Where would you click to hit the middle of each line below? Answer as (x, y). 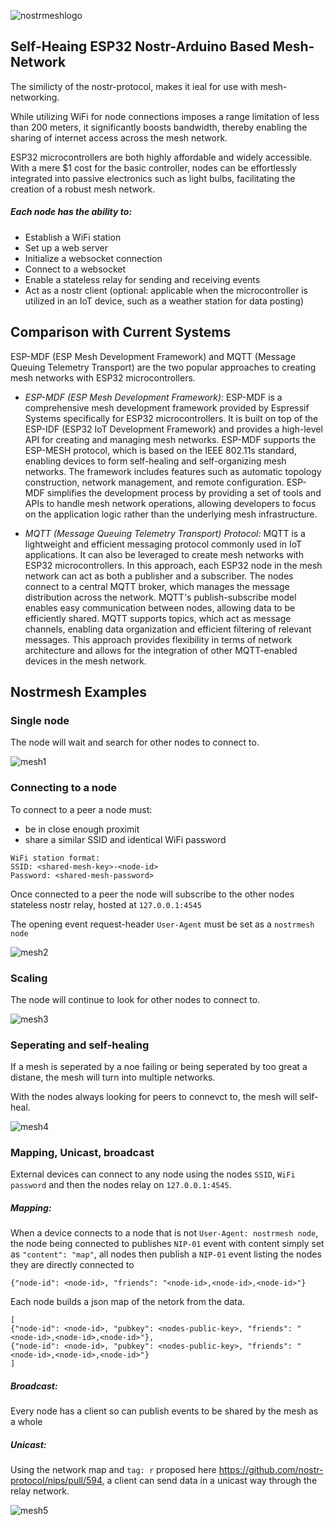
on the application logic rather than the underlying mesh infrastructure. (171, 514)
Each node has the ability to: (71, 212)
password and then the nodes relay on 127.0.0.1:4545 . (121, 1185)
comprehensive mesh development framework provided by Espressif (167, 407)
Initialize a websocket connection (93, 258)
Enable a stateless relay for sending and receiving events (142, 279)
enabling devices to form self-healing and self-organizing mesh (155, 461)
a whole (26, 1422)
